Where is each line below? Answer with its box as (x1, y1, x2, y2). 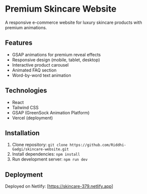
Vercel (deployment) (12, 115, 53, 121)
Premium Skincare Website (5, 3, 116, 15)
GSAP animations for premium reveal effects (12, 52, 101, 57)
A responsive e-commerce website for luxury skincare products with (5, 19, 142, 25)
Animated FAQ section (12, 67, 57, 73)
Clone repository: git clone (12, 142, 68, 148)
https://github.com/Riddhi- (69, 142, 127, 148)
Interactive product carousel (12, 62, 69, 68)
